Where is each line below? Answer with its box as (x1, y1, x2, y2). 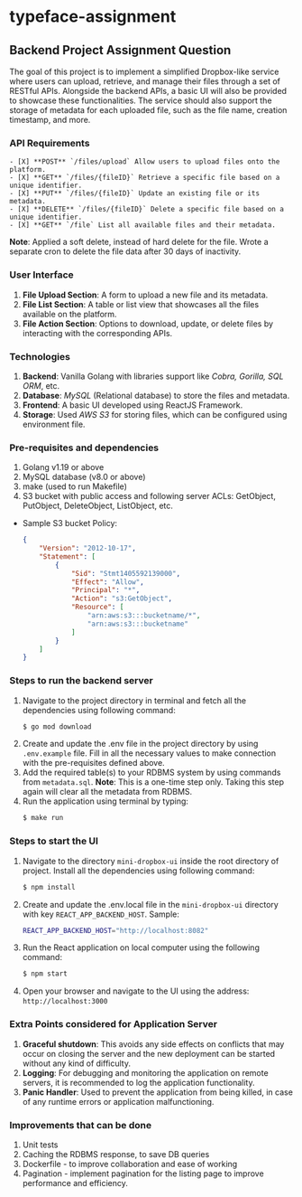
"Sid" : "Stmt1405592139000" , (70, 569, 181, 578)
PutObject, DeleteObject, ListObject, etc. (22, 500, 174, 512)
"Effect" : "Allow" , (70, 577, 144, 587)
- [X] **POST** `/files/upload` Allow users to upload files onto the (9, 157, 280, 166)
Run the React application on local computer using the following (22, 942, 260, 953)
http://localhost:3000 (22, 997, 108, 1006)
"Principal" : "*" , (70, 586, 141, 595)
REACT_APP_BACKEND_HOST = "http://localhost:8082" (22, 926, 209, 935)
